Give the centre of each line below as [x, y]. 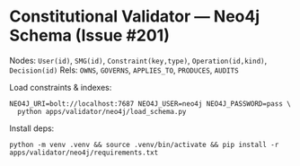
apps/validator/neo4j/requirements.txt [84, 153]
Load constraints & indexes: [61, 87]
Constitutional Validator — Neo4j [135, 17]
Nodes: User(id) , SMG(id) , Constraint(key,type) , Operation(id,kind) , [138, 60]
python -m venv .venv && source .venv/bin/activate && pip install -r [144, 144]
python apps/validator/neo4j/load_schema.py [102, 111]
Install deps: [32, 128]
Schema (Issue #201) [90, 35]
